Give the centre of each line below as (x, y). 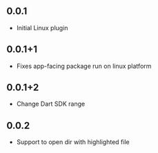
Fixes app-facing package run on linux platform (84, 66)
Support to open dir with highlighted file (73, 142)
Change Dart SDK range (51, 104)
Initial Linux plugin (42, 27)
